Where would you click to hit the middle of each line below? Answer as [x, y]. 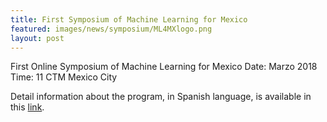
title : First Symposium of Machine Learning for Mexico [129, 19]
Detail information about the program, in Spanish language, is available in [161, 97]
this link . [27, 107]
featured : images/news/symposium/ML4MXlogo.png [111, 29]
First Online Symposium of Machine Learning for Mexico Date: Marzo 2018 [164, 67]
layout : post [37, 38]
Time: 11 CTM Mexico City [64, 77]
